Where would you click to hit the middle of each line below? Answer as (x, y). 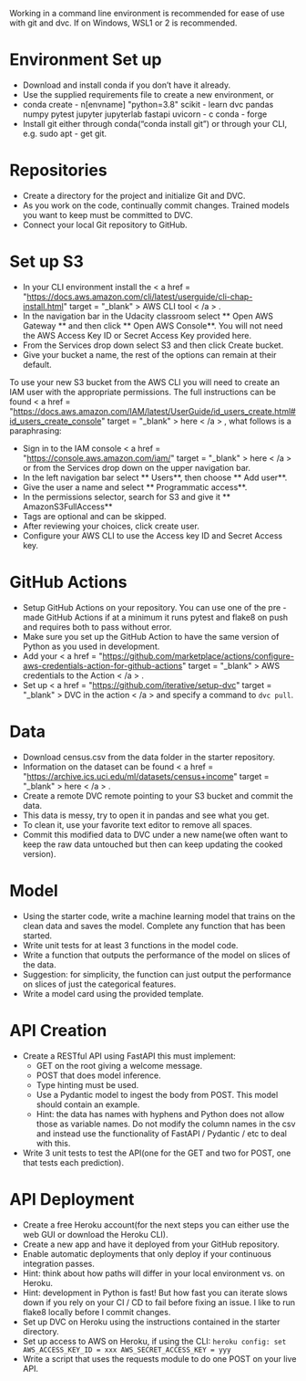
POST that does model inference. (98, 1075)
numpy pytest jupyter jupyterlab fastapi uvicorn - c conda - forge (145, 114)
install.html (43, 306)
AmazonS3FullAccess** (67, 507)
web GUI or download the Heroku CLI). (95, 1234)
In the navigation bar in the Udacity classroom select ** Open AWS (148, 316)
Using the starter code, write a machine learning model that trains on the (159, 915)
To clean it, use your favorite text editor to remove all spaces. (138, 824)
